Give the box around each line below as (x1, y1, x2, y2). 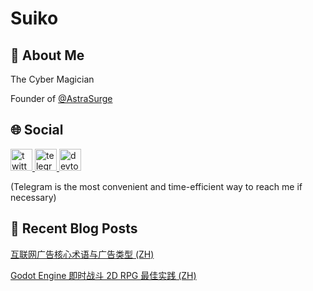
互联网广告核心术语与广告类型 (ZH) (10, 248, 155, 260)
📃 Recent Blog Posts (10, 220, 138, 237)
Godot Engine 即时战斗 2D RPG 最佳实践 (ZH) (10, 269, 197, 281)
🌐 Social (10, 122, 64, 139)
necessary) (10, 191, 57, 203)
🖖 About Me (10, 47, 85, 64)
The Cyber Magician (10, 73, 95, 85)
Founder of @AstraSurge (10, 93, 113, 104)
